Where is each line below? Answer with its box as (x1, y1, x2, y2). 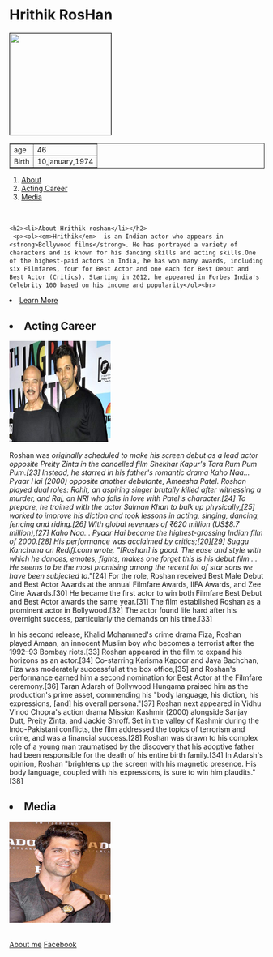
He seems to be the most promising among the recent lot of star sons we (9, 562, 254, 572)
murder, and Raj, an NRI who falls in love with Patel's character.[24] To (9, 493, 246, 503)
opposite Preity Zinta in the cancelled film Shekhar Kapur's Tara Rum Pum (9, 459, 258, 469)
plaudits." (224, 767, 256, 777)
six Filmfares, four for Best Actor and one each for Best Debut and (9, 265, 250, 273)
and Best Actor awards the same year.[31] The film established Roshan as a (9, 597, 262, 607)
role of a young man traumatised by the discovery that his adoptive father (9, 741, 254, 751)
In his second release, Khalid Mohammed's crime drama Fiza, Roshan (9, 630, 241, 639)
